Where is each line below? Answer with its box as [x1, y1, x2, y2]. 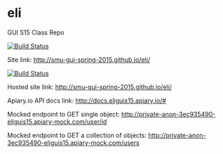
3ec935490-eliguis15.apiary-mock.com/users [7, 139, 140, 147]
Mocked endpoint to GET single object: [7, 110, 121, 118]
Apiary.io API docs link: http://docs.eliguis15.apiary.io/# [7, 96, 167, 105]
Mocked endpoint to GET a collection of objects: [7, 131, 147, 139]
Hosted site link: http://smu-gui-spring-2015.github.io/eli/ [7, 82, 173, 91]
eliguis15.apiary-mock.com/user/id [7, 117, 107, 126]
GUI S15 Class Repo [7, 28, 65, 37]
